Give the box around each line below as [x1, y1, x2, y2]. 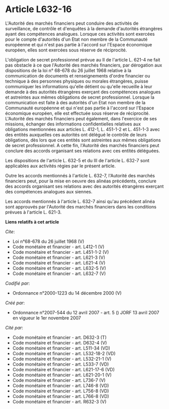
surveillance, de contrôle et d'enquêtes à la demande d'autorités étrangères [5, 25, 162, 31]
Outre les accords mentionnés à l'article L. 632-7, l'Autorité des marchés [5, 172, 155, 178]
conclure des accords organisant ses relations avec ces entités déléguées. [5, 148, 160, 154]
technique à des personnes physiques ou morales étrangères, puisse [5, 78, 148, 84]
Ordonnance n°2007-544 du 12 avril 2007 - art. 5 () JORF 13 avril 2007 [12, 309, 159, 315]
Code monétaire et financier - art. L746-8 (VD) [12, 382, 109, 388]
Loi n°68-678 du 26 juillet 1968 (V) [12, 238, 84, 244]
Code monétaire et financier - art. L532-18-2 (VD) [12, 350, 116, 356]
